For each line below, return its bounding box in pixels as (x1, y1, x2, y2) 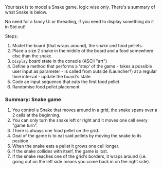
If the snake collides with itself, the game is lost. (12, 148, 108, 154)
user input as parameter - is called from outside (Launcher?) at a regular (12, 68, 157, 74)
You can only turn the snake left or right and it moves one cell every (12, 118, 148, 123)
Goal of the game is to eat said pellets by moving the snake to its (12, 133, 142, 139)
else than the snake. (12, 53, 53, 59)
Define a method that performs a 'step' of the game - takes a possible (12, 63, 152, 69)
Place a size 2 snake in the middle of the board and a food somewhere (12, 48, 154, 53)
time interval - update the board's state (12, 74, 91, 79)
